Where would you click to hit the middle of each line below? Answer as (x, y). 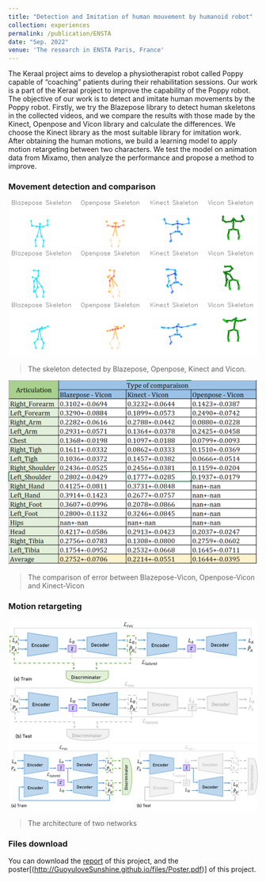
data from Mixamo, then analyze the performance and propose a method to (131, 158)
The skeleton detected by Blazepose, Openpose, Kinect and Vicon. (137, 369)
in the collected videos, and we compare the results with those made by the (132, 116)
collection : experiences (49, 25)
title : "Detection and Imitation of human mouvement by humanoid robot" (131, 17)
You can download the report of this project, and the (93, 861)
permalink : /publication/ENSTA (60, 33)
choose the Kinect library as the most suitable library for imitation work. (125, 133)
